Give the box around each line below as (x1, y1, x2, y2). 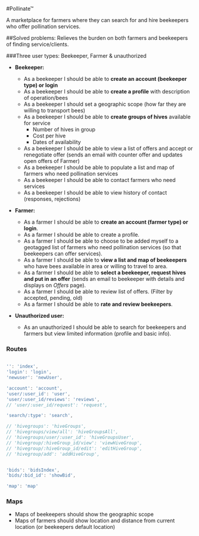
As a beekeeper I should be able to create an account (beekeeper (23, 76, 187, 82)
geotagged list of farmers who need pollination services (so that (23, 244, 182, 250)
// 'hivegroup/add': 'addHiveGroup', (6, 451, 100, 457)
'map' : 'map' (6, 483, 39, 490)
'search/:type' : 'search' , (6, 413, 73, 419)
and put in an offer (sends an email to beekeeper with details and (23, 275, 185, 282)
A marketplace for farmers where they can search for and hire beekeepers (6, 17, 189, 23)
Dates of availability (32, 139, 82, 145)
